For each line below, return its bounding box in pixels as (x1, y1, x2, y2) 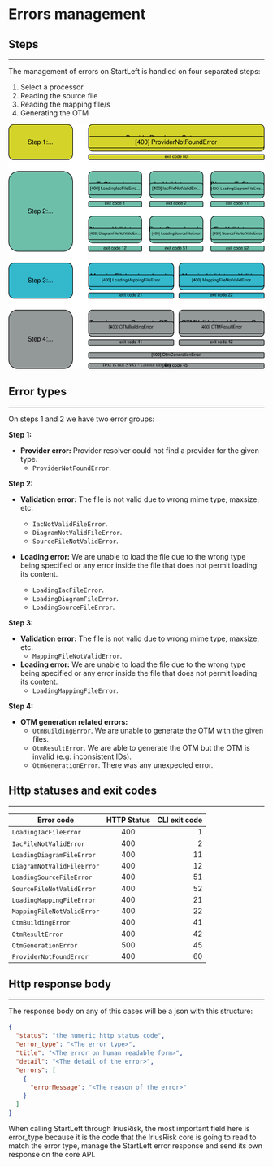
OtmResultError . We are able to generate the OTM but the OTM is (32, 742, 250, 752)
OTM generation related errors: (19, 716, 128, 726)
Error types (8, 385, 67, 398)
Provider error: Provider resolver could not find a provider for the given (19, 445, 260, 455)
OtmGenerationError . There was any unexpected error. (32, 760, 214, 769)
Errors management (8, 5, 146, 24)
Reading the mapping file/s (19, 99, 111, 109)
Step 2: (8, 478, 34, 488)
